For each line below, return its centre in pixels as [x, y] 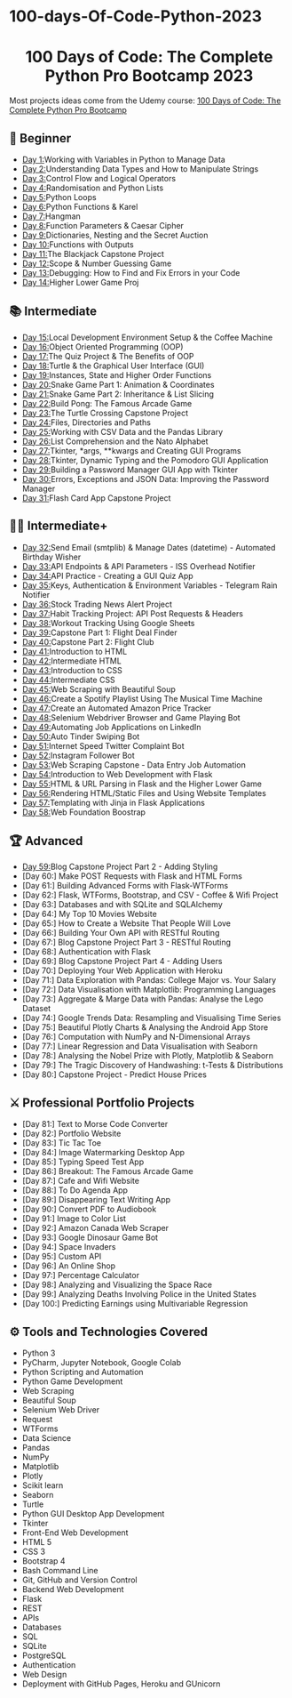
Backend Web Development [73, 1589]
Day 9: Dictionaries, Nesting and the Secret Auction [115, 235]
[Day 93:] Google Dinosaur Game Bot [90, 1237]
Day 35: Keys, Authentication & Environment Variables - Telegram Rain [150, 585]
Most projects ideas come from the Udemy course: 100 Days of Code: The [145, 101]
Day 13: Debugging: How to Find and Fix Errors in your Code [131, 272]
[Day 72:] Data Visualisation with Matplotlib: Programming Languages [149, 990]
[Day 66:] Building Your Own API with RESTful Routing [121, 933]
